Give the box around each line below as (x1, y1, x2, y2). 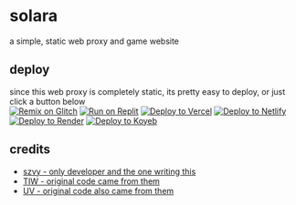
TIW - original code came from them (22, 175, 160, 187)
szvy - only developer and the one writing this (22, 166, 196, 177)
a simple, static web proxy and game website (9, 36, 180, 46)
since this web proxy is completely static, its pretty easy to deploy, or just (9, 86, 286, 97)
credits (9, 142, 51, 158)
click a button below (9, 96, 86, 107)
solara (9, 5, 58, 26)
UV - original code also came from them (22, 185, 174, 196)
